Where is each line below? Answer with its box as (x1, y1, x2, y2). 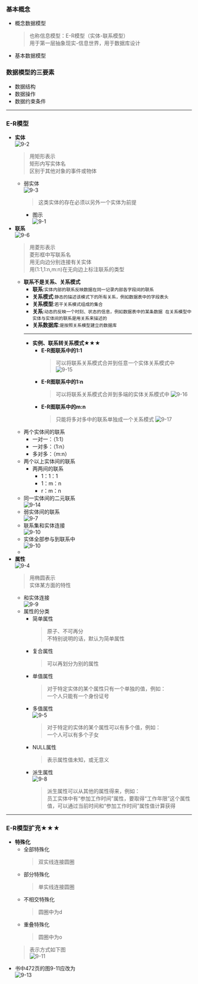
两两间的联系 (32, 465, 64, 472)
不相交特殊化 (23, 896, 55, 903)
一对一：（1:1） (32, 435, 67, 443)
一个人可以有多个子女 (47, 731, 99, 738)
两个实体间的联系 (23, 428, 65, 435)
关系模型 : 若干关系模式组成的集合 (32, 300, 103, 307)
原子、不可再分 (47, 627, 84, 634)
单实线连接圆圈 (38, 883, 75, 891)
